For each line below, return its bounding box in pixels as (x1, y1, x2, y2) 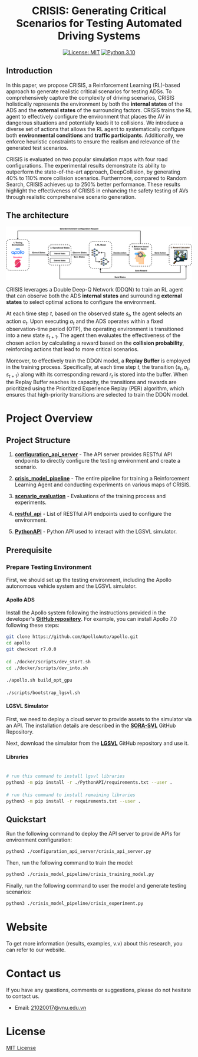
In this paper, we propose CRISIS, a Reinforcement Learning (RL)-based (6, 81, 180, 89)
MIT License (6, 1044, 37, 1051)
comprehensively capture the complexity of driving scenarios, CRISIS (6, 94, 175, 101)
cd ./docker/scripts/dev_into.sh (6, 665, 88, 671)
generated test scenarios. (6, 144, 69, 151)
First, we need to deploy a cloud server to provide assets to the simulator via (6, 716, 192, 723)
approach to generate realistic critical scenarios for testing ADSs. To (6, 87, 172, 95)
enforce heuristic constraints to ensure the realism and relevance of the (6, 138, 180, 145)
